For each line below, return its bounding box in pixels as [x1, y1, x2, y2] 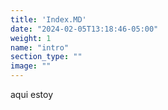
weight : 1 [10, 33, 52, 43]
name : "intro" [10, 42, 70, 53]
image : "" [10, 61, 52, 71]
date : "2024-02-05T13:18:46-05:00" [10, 24, 159, 34]
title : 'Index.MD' [10, 14, 87, 25]
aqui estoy [10, 89, 54, 100]
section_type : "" [10, 52, 83, 62]
